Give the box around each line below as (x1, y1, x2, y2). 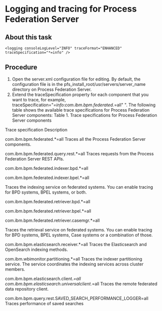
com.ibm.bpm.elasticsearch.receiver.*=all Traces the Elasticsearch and (5, 241, 147, 247)
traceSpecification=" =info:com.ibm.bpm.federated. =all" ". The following (12, 102, 156, 108)
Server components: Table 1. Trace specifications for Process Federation (12, 112, 157, 118)
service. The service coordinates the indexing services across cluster (5, 261, 144, 267)
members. (5, 266, 26, 272)
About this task (5, 33, 52, 41)
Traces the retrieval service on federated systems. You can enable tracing (5, 227, 152, 232)
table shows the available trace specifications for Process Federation (12, 107, 150, 113)
